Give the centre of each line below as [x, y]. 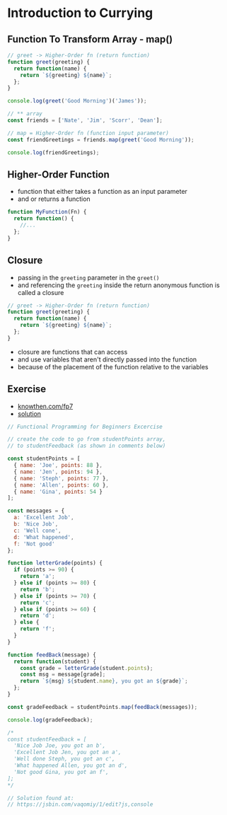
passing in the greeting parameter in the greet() [88, 277]
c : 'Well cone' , [37, 531]
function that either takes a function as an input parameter [102, 192]
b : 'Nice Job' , [36, 524]
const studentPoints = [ [44, 459]
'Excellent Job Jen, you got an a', [68, 752]
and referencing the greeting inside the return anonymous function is [119, 285]
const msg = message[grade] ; [63, 675]
